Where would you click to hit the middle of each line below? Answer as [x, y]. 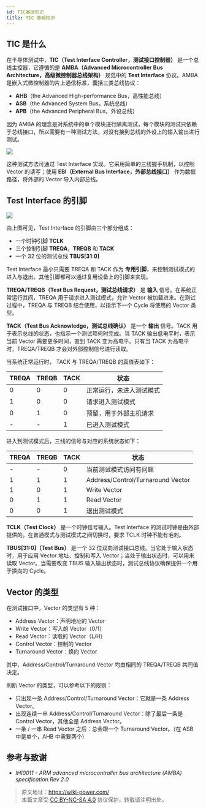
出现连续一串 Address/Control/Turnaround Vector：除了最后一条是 [99, 713]
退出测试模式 [105, 511]
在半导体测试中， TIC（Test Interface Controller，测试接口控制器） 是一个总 [103, 60]
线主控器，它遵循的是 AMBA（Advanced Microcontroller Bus [85, 67]
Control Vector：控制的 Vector [53, 644]
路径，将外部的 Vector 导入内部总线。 [54, 179]
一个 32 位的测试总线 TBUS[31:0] [57, 256]
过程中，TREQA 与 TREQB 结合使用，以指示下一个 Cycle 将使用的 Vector [98, 305]
